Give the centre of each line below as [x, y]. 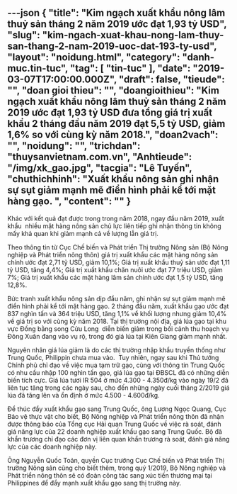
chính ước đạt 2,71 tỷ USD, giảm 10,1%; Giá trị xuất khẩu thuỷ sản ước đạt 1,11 [118, 262]
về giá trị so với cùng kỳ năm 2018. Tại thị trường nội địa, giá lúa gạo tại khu [117, 321]
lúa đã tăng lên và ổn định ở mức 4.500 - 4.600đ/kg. [84, 395]
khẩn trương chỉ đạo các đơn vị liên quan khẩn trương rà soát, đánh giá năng [118, 439]
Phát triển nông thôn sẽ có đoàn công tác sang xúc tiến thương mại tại [110, 475]
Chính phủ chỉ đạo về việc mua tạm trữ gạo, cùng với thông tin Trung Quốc [116, 365]
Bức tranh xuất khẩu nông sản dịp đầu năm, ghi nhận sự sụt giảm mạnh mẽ [116, 298]
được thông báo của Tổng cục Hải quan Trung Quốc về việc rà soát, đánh [114, 424]
